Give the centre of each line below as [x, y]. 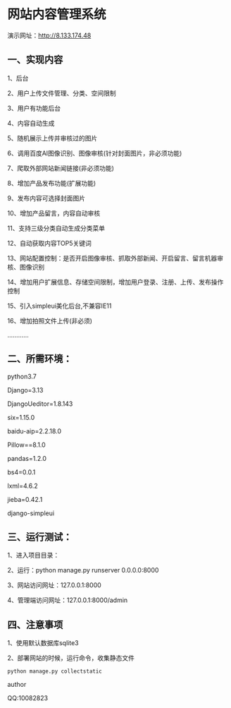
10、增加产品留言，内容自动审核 [54, 213]
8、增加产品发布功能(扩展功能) [52, 183]
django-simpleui [31, 513]
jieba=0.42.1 [25, 499]
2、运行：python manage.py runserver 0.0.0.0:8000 [83, 570]
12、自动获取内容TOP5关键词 [49, 243]
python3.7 [22, 376]
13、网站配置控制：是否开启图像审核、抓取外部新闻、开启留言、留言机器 [112, 258]
